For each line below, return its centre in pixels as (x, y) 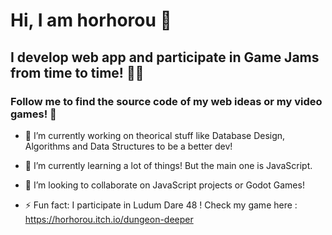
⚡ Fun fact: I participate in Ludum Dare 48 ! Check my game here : (161, 205)
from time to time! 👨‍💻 (77, 72)
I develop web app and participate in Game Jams (165, 57)
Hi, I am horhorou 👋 (91, 20)
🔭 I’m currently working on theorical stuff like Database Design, (155, 135)
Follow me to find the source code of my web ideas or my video (166, 101)
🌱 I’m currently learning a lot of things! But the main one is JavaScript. (168, 165)
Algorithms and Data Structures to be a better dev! (128, 146)
